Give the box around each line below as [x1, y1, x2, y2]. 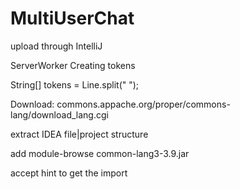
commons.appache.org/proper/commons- [56, 98, 231, 110]
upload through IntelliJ [10, 40, 103, 52]
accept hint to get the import [10, 167, 128, 179]
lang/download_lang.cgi [10, 108, 109, 121]
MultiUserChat [10, 7, 135, 30]
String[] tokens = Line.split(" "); [10, 78, 140, 91]
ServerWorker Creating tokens [10, 59, 136, 71]
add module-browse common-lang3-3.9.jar [10, 147, 190, 159]
